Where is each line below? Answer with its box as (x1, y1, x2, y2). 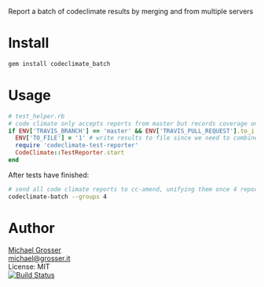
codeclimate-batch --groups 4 (8, 192, 108, 201)
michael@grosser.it (8, 253, 71, 263)
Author (8, 219, 55, 237)
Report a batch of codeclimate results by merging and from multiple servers (8, 7, 254, 16)
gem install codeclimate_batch (8, 60, 111, 67)
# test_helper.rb (8, 112, 65, 120)
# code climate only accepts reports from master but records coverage (8, 119, 247, 128)
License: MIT (8, 262, 50, 271)
